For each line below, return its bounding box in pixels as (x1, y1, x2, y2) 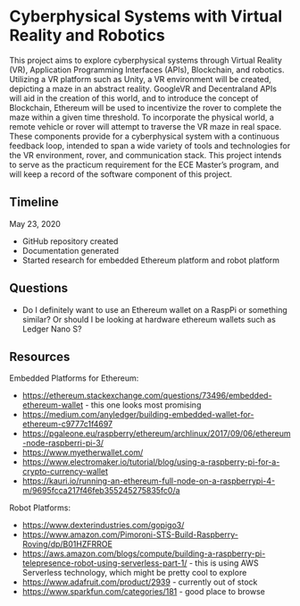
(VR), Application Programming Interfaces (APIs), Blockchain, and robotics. (9, 64, 285, 75)
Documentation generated (21, 245, 119, 256)
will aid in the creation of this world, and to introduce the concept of (9, 92, 259, 104)
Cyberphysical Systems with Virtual (9, 6, 283, 27)
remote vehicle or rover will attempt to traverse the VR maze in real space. (9, 121, 282, 131)
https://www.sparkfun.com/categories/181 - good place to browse (21, 586, 265, 597)
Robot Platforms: (9, 502, 71, 513)
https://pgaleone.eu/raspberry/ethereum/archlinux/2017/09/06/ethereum (21, 428, 291, 439)
